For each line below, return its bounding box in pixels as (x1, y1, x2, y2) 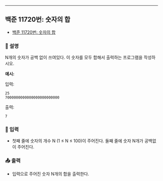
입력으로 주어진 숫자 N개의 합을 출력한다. (12, 171, 90, 177)
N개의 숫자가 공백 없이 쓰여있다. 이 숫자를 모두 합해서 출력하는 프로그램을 (5, 54, 143, 61)
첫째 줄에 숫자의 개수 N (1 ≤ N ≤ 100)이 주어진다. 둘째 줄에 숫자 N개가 (12, 138, 144, 144)
